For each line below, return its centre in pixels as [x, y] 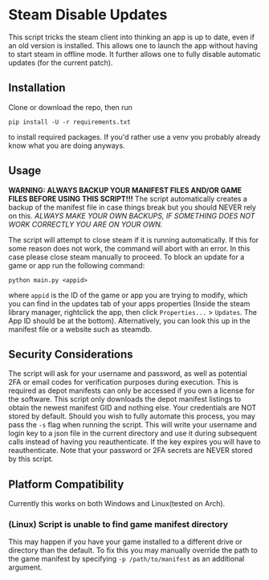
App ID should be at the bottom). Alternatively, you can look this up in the [129, 321]
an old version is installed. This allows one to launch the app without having [133, 45]
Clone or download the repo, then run [70, 107]
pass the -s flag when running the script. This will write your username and [132, 425]
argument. [25, 567]
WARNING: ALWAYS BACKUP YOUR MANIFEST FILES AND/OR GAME [125, 190]
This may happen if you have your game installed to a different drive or [125, 542]
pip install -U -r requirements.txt [69, 122]
